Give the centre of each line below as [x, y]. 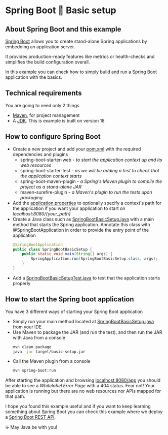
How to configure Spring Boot [53, 137]
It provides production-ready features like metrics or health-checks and [80, 56]
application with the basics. [34, 77]
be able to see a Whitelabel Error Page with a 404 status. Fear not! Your [80, 386]
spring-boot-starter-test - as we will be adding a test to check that [90, 170]
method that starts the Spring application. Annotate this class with [81, 224]
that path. [15, 396]
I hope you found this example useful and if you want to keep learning [78, 407]
